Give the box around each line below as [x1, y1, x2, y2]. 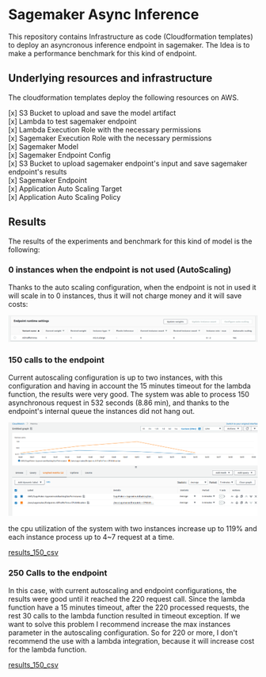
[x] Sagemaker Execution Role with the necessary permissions [8, 133, 212, 143]
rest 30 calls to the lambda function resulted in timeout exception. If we [8, 610, 241, 620]
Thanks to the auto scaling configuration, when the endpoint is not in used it [8, 282, 256, 292]
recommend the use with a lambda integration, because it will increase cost [8, 636, 255, 645]
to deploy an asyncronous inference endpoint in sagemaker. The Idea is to [8, 40, 250, 49]
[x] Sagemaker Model [8, 141, 79, 151]
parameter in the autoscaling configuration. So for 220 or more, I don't [8, 628, 237, 637]
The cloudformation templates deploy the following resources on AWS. [8, 93, 239, 102]
